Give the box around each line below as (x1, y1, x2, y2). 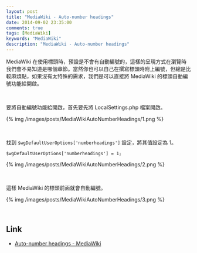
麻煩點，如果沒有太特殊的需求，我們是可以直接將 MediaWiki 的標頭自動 (11, 73, 184, 80)
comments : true (6, 25, 43, 31)
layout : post (6, 8, 38, 15)
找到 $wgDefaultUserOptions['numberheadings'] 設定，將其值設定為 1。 (6, 139, 177, 146)
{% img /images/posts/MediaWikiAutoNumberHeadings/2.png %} (6, 160, 165, 167)
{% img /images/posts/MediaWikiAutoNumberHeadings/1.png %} (6, 115, 164, 122)
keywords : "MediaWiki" (6, 36, 62, 42)
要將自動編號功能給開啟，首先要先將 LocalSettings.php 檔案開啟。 (6, 104, 166, 111)
